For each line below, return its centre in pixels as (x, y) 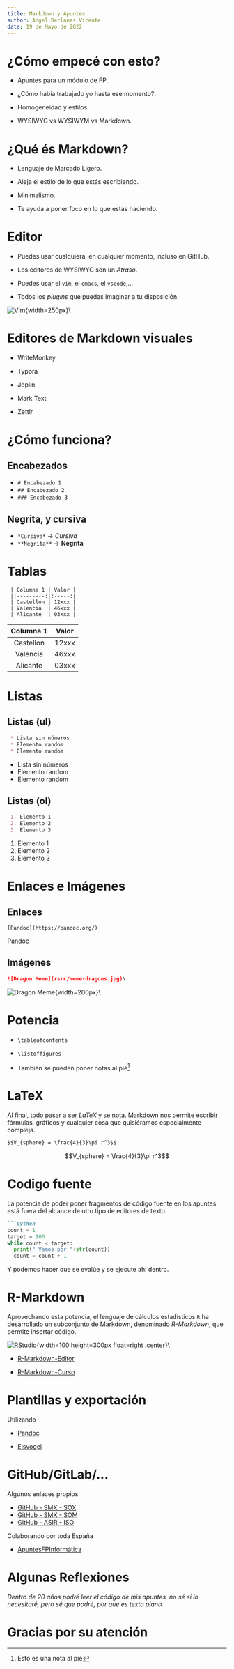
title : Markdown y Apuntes (46, 14)
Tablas (27, 571)
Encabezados (38, 465)
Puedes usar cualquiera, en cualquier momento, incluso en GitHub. (113, 256)
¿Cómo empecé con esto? (84, 61)
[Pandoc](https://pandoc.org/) (53, 928)
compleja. (22, 1130)
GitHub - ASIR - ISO (46, 1523)
